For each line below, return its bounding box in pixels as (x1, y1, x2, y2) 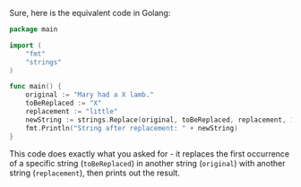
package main (9, 25, 58, 34)
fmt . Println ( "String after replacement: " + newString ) (25, 123, 239, 132)
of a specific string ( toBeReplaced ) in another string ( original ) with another (9, 157, 286, 168)
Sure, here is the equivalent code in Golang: (9, 8, 171, 18)
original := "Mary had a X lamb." (25, 90, 154, 99)
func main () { (9, 82, 63, 91)
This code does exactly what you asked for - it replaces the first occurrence (9, 148, 290, 159)
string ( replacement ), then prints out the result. (9, 167, 181, 178)
